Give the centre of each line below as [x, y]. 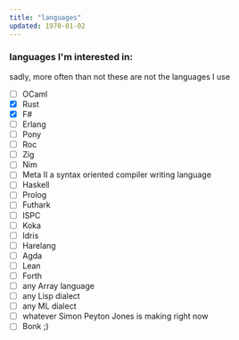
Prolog [34, 195]
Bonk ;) [35, 327]
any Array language [58, 285]
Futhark [36, 205]
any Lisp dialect [51, 296]
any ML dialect [49, 306]
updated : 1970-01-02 [48, 26]
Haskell [36, 185]
